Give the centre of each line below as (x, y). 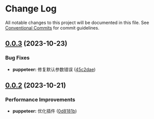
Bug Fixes (18, 58)
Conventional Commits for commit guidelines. (52, 27)
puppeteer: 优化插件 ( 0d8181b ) (45, 111)
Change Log (31, 9)
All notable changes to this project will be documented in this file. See (77, 22)
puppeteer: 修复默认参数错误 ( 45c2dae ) (54, 69)
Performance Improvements (40, 99)
